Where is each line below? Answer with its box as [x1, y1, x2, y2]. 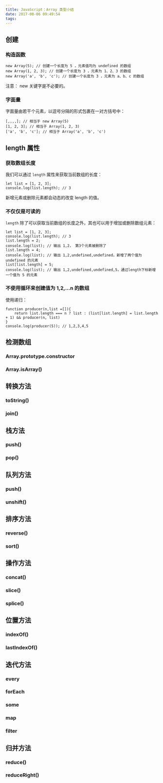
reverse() [5, 529, 28, 536]
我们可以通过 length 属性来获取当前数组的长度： [5, 171, 102, 178]
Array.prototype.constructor [5, 353, 75, 359]
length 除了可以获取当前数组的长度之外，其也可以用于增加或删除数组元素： [5, 220, 156, 226]
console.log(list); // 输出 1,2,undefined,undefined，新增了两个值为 [5, 253, 143, 258]
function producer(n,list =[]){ [5, 306, 71, 312]
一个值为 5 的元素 [5, 273, 38, 278]
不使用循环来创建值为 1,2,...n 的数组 [5, 285, 90, 292]
